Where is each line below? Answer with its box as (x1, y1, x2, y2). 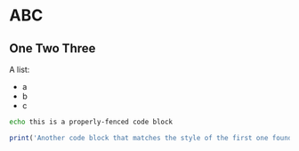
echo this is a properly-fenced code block (9, 117, 174, 126)
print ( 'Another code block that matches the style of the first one (9, 133, 269, 142)
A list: (9, 64, 30, 75)
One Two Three (9, 41, 96, 56)
